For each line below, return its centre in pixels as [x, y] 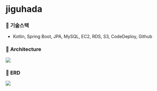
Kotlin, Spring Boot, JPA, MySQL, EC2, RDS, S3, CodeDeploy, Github [82, 37]
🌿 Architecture [24, 49]
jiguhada [24, 9]
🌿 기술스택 [17, 26]
